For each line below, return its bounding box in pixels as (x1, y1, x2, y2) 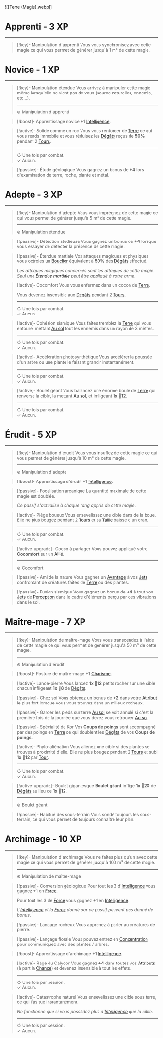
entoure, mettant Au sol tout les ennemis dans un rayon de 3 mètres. (16, 325, 154, 331)
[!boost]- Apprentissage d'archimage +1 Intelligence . (16, 950, 123, 956)
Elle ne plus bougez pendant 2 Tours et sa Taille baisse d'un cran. (16, 517, 148, 523)
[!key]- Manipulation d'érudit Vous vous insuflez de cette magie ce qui (16, 450, 158, 456)
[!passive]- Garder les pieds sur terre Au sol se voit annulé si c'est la (16, 709, 154, 715)
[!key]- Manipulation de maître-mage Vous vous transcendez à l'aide (16, 637, 154, 643)
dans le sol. (16, 599, 40, 605)
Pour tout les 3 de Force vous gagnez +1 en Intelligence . (16, 897, 130, 903)
